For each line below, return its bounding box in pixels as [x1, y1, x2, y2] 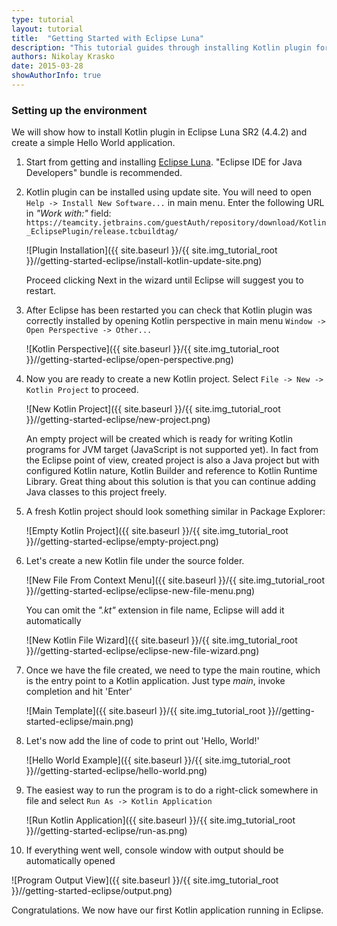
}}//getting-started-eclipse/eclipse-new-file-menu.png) [25, 585, 256, 597]
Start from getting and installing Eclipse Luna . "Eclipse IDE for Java [25, 156, 303, 168]
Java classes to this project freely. [25, 486, 168, 498]
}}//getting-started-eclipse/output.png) [11, 885, 173, 897]
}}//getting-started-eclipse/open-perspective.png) [25, 354, 234, 366]
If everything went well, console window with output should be [25, 844, 284, 856]
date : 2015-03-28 [11, 61, 84, 71]
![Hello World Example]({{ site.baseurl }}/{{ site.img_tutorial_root [25, 754, 291, 766]
